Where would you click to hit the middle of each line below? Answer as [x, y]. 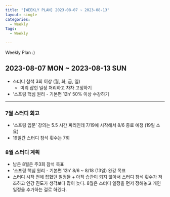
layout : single [21, 15]
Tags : [11, 29]
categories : [18, 19]
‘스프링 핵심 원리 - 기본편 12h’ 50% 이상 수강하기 [61, 94]
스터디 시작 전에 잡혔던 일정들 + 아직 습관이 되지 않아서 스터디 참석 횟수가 [85, 177]
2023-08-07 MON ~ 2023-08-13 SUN [66, 68]
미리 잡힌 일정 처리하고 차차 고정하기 [56, 87]
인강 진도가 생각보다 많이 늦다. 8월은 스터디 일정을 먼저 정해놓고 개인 [93, 183]
